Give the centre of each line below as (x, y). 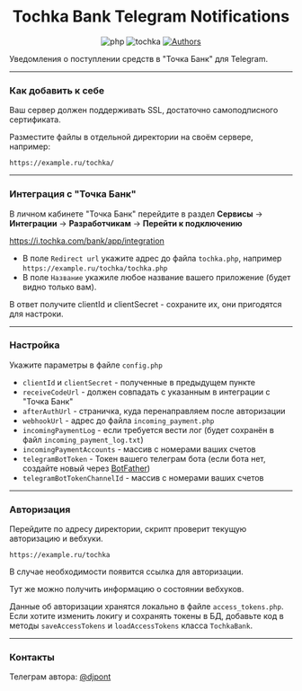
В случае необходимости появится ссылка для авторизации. (127, 571)
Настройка (35, 345)
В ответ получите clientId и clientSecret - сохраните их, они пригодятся (146, 304)
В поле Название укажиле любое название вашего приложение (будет (156, 277)
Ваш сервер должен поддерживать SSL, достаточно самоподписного (144, 111)
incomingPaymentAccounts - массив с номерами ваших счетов (139, 449)
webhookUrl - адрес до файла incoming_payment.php (118, 421)
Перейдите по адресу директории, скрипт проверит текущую (128, 529)
